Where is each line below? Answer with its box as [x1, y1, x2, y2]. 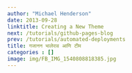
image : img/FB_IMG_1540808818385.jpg [7, 56, 117, 63]
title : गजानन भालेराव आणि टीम [7, 42, 81, 49]
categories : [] [7, 49, 54, 56]
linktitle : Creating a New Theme [7, 23, 104, 30]
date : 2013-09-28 [7, 17, 58, 24]
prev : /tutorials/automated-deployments [7, 36, 126, 43]
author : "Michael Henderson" [7, 10, 92, 17]
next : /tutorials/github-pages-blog [7, 29, 113, 37]
